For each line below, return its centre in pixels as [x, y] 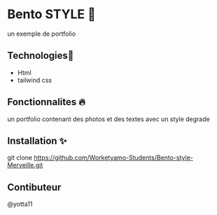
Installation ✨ [37, 140]
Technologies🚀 [41, 56]
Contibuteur [34, 187]
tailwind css [35, 80]
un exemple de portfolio [41, 34]
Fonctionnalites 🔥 [47, 102]
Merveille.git [25, 165]
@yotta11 [20, 204]
